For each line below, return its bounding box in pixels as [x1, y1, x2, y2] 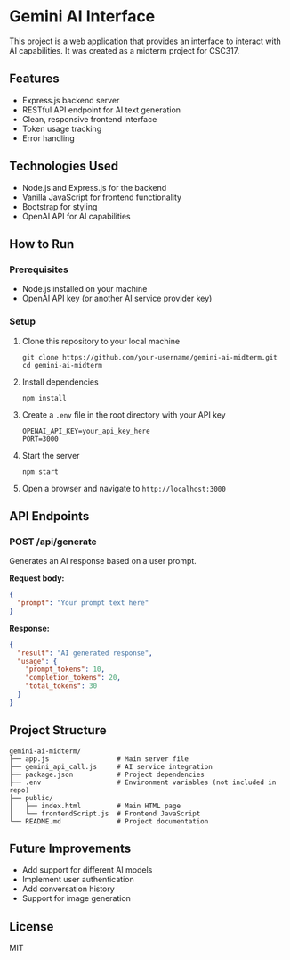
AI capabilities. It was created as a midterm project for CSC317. [9, 45, 240, 55]
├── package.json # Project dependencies [9, 770, 205, 779]
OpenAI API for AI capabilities [21, 211, 131, 221]
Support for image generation [21, 893, 132, 904]
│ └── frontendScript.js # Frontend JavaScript [9, 809, 201, 818]
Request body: [9, 573, 65, 583]
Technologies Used [9, 159, 118, 174]
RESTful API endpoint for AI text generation [21, 104, 181, 115]
